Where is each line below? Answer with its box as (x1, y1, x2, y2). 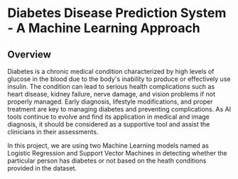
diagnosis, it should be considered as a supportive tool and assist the (7, 120, 210, 129)
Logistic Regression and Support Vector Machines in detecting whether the (7, 149, 227, 157)
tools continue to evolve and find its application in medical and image (7, 112, 210, 121)
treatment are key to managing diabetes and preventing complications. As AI (7, 105, 232, 113)
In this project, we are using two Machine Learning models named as (7, 141, 210, 150)
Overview (7, 48, 52, 60)
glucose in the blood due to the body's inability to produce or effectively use (7, 75, 231, 83)
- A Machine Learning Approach (7, 20, 200, 36)
